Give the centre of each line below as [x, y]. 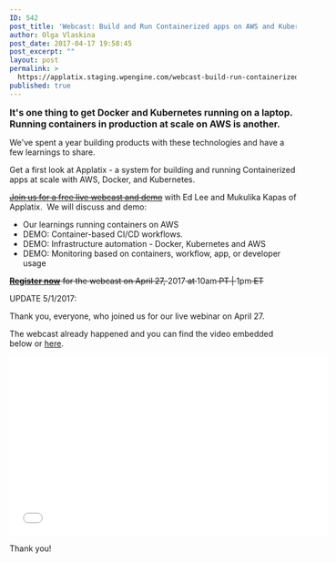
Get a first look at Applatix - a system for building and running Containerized [153, 169]
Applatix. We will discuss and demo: [78, 207]
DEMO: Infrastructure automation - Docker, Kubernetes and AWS [144, 243]
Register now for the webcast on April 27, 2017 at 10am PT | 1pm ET [137, 281]
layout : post [34, 60]
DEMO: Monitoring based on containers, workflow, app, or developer [152, 253]
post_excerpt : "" [42, 52]
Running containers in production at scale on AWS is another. [145, 124]
